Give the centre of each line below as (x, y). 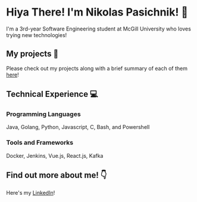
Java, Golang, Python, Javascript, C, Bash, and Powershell (78, 127)
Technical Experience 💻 (52, 94)
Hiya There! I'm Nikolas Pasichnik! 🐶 (97, 12)
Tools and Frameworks (40, 143)
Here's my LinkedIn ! (31, 192)
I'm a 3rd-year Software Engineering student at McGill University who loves (99, 29)
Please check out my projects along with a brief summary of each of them (97, 68)
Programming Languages (44, 114)
